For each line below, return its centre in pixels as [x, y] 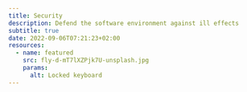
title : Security [35, 16]
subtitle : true [34, 30]
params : [35, 68]
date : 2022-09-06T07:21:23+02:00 [64, 38]
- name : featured [45, 53]
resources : [27, 46]
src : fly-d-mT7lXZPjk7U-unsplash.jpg [86, 61]
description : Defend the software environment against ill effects [124, 23]
